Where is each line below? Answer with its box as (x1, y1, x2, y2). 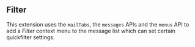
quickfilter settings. (6, 33, 55, 41)
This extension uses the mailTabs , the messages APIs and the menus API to (6, 20, 189, 28)
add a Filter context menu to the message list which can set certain (6, 27, 175, 34)
